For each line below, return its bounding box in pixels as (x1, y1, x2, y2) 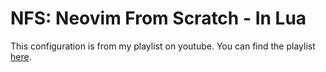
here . (10, 50, 32, 62)
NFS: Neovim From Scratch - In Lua (10, 7, 307, 30)
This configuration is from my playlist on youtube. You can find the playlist (10, 40, 316, 52)
